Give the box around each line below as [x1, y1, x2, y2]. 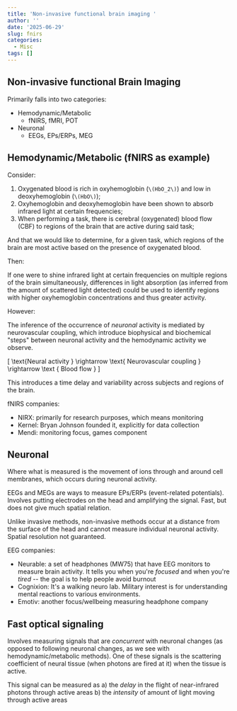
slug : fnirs [7, 30, 42, 38]
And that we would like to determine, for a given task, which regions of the [7, 235, 224, 244]
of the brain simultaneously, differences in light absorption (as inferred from [7, 278, 229, 287]
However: [7, 307, 35, 315]
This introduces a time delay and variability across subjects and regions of [7, 378, 224, 387]
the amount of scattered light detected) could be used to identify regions [7, 285, 220, 294]
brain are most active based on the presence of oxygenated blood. [7, 243, 202, 251]
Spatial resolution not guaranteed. [7, 533, 106, 541]
